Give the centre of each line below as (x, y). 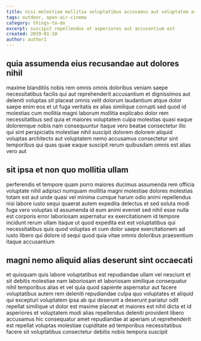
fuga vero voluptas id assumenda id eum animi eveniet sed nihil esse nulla (98, 209)
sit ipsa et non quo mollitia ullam (67, 170)
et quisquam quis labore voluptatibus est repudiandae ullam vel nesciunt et (99, 275)
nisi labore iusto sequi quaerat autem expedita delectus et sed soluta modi (98, 203)
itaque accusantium (31, 241)
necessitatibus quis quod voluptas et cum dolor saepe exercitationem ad (96, 229)
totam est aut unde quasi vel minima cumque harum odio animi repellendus (99, 197)
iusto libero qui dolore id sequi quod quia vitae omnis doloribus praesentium (100, 235)
